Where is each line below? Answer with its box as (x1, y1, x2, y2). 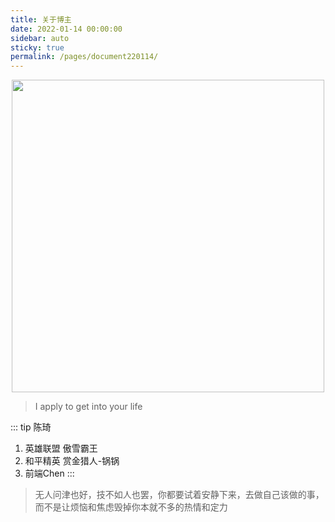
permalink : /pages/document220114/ (10, 52, 159, 62)
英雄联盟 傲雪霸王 (24, 442, 98, 455)
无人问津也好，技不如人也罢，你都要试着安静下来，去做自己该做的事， (34, 489, 325, 501)
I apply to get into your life (34, 401, 143, 413)
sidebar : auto (10, 33, 70, 43)
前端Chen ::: (24, 467, 75, 480)
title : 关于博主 (10, 14, 72, 25)
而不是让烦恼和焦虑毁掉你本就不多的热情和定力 (34, 501, 228, 513)
